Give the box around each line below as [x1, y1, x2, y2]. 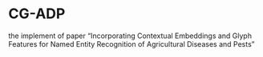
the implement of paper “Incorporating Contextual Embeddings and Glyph [8, 31, 253, 40]
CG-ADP [8, 5, 66, 23]
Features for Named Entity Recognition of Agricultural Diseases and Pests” [8, 39, 255, 48]
